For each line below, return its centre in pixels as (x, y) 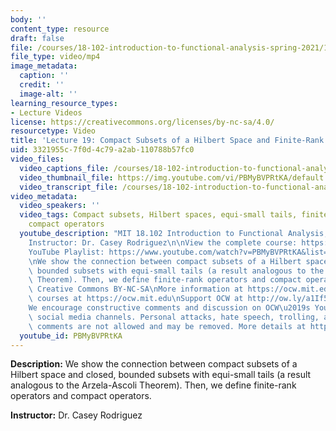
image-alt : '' (48, 94)
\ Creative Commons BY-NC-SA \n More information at (136, 289)
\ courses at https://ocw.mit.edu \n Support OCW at (136, 299)
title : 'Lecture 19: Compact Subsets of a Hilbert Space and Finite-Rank (167, 141)
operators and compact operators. (81, 396)
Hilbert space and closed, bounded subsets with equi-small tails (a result (161, 375)
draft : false (37, 38)
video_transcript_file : (68, 187)
